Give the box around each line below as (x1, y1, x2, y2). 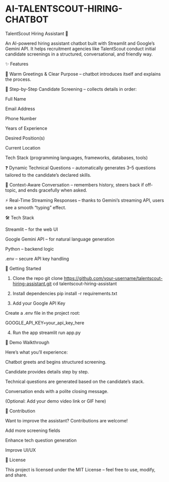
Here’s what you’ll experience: (5, 349, 68, 355)
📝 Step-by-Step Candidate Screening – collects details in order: (5, 86, 137, 92)
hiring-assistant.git (12, 280, 52, 286)
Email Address (5, 106, 35, 112)
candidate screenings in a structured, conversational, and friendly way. (5, 51, 153, 57)
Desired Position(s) (5, 135, 45, 141)
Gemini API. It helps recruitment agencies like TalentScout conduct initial (5, 45, 156, 52)
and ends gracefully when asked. (18, 187, 87, 193)
